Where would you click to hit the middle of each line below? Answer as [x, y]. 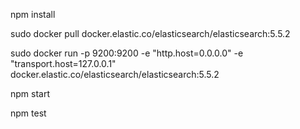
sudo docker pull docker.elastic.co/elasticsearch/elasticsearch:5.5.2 [150, 33]
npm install [33, 14]
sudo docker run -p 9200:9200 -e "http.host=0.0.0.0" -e [127, 53]
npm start [30, 93]
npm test [28, 113]
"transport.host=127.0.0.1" [63, 63]
